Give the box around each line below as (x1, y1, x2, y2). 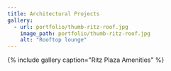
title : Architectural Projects (7, 10, 100, 18)
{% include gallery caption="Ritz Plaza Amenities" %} (7, 56, 165, 64)
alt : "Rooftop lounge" (20, 37, 87, 44)
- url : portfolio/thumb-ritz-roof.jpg (13, 23, 129, 30)
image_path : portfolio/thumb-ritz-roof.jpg (20, 30, 151, 37)
